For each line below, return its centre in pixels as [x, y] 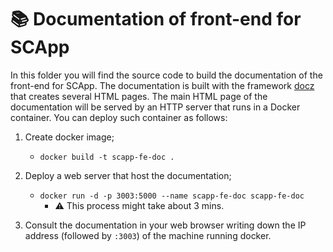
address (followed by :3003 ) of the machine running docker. [148, 235]
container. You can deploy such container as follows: [119, 117]
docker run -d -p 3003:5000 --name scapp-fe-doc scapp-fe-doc [172, 196]
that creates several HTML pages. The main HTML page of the [139, 96]
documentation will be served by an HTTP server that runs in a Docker [155, 107]
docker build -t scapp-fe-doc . [107, 157]
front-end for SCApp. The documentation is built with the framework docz [162, 85]
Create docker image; [69, 137]
